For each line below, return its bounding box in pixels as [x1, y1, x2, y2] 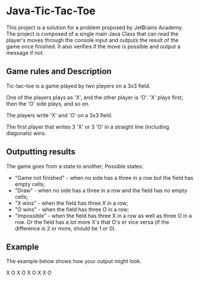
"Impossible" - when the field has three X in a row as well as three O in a [14, 212, 192, 219]
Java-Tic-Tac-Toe [6, 4, 96, 18]
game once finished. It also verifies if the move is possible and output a [6, 43, 181, 50]
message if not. [6, 49, 45, 56]
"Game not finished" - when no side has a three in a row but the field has [14, 174, 194, 181]
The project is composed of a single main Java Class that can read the [6, 30, 179, 37]
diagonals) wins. [6, 129, 46, 136]
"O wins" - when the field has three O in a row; [14, 205, 129, 213]
